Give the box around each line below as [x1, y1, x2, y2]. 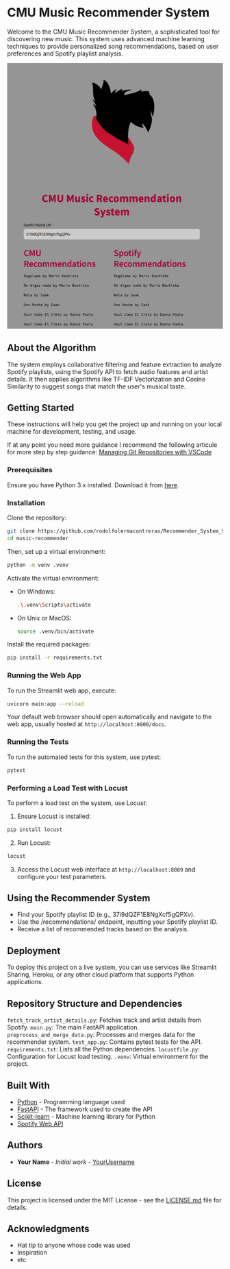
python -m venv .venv [7, 561, 69, 568]
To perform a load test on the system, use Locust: [7, 798, 148, 807]
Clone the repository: [7, 513, 67, 522]
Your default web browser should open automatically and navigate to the [7, 712, 212, 721]
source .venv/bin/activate [16, 628, 94, 635]
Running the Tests [7, 737, 69, 747]
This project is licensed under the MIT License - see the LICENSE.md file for [7, 1196, 222, 1204]
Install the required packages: [7, 640, 91, 649]
